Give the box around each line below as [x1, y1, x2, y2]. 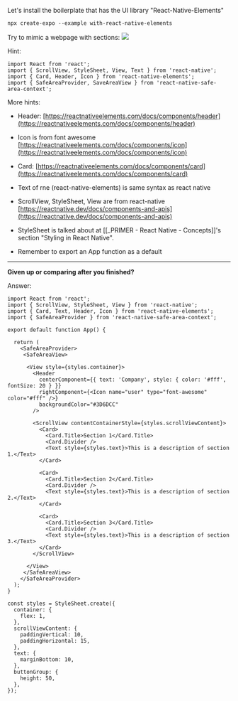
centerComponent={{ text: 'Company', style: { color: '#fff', [38, 376, 227, 383]
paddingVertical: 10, [20, 631, 84, 638]
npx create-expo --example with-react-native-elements [7, 20, 173, 27]
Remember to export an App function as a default [17, 247, 162, 255]
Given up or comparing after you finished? [7, 268, 135, 276]
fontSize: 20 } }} [7, 382, 62, 390]
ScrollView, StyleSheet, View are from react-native [17, 197, 165, 205]
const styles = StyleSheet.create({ [7, 600, 115, 607]
